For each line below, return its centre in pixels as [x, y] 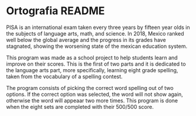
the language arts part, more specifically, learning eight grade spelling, [92, 70]
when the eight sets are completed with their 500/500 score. [80, 107]
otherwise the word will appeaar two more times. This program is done [92, 100]
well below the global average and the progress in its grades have [86, 40]
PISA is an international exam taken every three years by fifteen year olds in [98, 27]
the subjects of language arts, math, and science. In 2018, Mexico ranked [95, 33]
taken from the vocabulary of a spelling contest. [64, 76]
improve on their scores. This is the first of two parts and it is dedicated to [96, 64]
